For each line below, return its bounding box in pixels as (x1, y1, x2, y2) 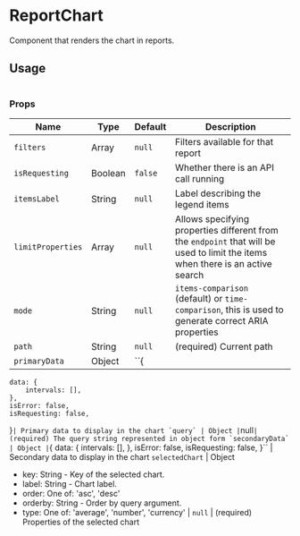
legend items (175, 199, 229, 211)
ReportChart (9, 5, 104, 26)
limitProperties (13, 242, 83, 252)
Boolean (90, 167, 127, 180)
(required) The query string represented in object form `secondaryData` (9, 435, 290, 444)
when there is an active (175, 258, 272, 270)
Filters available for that (175, 136, 274, 149)
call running (175, 173, 225, 185)
